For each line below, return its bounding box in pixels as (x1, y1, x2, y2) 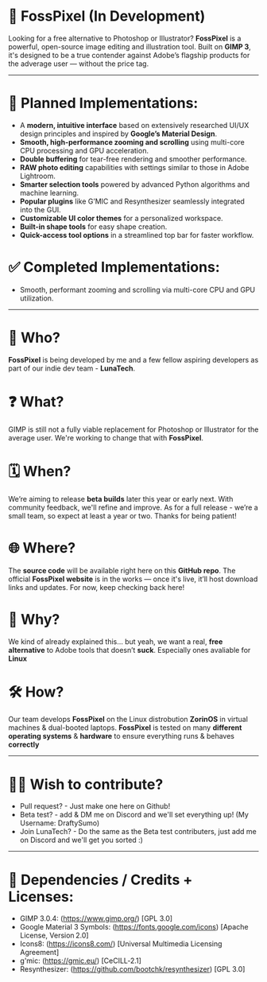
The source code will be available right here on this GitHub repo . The (8, 565, 236, 575)
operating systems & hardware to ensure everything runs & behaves (8, 732, 235, 741)
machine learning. (19, 188, 79, 197)
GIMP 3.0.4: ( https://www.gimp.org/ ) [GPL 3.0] (19, 914, 173, 923)
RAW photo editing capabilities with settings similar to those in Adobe (19, 162, 250, 172)
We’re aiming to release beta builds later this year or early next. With (8, 494, 234, 503)
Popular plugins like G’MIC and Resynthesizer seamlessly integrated (19, 196, 245, 206)
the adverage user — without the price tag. (8, 59, 149, 68)
